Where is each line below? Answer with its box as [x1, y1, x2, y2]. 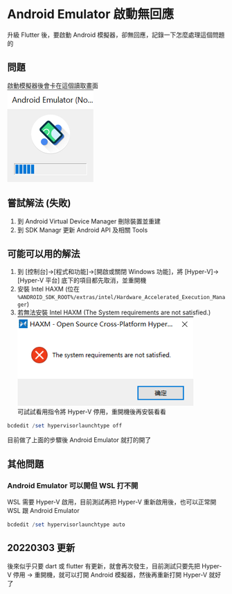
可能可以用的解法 [7, 248, 80, 260]
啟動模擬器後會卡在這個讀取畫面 [7, 81, 98, 90]
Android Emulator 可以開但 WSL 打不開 [7, 480, 139, 490]
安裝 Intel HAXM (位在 [17, 285, 80, 294]
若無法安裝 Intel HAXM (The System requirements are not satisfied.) [17, 308, 211, 316]
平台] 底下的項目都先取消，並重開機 [45, 276, 147, 285]
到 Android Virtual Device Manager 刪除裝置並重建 [17, 217, 161, 226]
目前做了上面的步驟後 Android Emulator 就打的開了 [7, 436, 152, 444]
